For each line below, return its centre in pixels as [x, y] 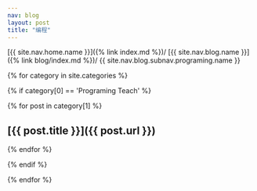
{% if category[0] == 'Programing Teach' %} [80, 91]
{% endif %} [27, 164]
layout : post [29, 23]
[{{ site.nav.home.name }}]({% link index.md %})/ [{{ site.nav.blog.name [123, 52]
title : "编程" [29, 30]
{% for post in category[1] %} [55, 106]
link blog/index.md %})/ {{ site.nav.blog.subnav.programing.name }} [131, 60]
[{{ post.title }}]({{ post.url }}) [81, 130]
